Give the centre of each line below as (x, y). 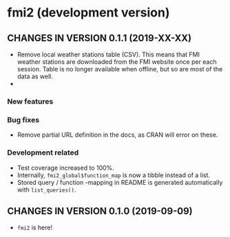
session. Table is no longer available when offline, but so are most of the (120, 69)
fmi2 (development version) (88, 13)
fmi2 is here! (35, 227)
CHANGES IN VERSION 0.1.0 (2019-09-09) (100, 211)
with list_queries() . (46, 190)
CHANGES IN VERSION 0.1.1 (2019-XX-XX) (99, 38)
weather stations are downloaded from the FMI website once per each (117, 62)
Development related (43, 153)
